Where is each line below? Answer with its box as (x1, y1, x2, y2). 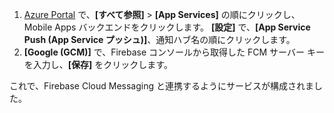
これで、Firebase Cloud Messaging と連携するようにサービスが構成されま (9, 80, 314, 92)
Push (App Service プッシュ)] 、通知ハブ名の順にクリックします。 (23, 34, 296, 45)
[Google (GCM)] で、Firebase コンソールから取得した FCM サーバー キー (23, 46, 325, 58)
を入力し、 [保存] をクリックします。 (23, 59, 173, 70)
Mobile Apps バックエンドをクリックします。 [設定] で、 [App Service (23, 21, 311, 33)
